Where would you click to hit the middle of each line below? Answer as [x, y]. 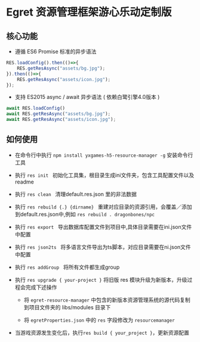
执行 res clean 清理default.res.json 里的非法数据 [76, 194]
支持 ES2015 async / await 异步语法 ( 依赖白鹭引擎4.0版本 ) [87, 97]
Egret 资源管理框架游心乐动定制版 [89, 12]
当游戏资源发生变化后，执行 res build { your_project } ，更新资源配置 [102, 332]
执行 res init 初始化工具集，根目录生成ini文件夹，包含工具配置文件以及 [104, 175]
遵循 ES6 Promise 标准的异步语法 [56, 52]
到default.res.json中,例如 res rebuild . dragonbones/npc [85, 214]
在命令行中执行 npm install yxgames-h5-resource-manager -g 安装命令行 [104, 155]
